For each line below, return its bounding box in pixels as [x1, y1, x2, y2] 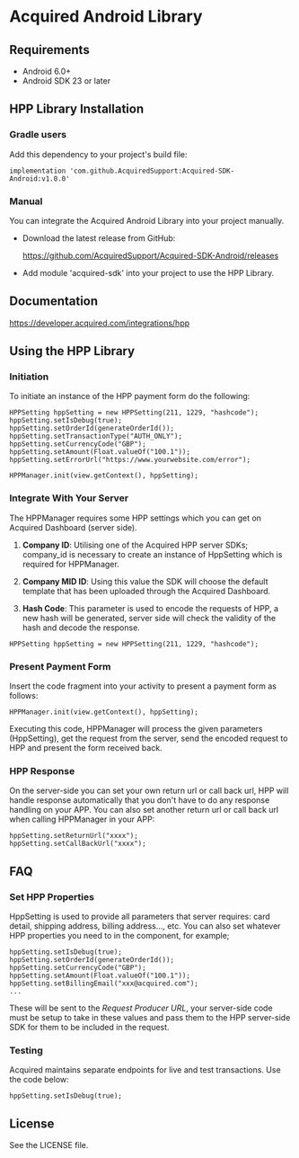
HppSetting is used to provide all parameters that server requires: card [9, 911, 271, 922]
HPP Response [9, 765, 75, 777]
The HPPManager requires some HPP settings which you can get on [9, 512, 262, 523]
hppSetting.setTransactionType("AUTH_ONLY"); [9, 432, 182, 441]
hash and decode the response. [22, 622, 141, 633]
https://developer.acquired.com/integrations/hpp [9, 317, 190, 328]
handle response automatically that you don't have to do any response [9, 795, 270, 806]
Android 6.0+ [22, 66, 72, 76]
